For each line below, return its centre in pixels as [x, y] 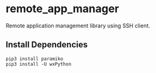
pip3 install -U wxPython [38, 64]
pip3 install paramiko [34, 59]
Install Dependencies [47, 45]
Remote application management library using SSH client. [78, 26]
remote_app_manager [62, 9]
